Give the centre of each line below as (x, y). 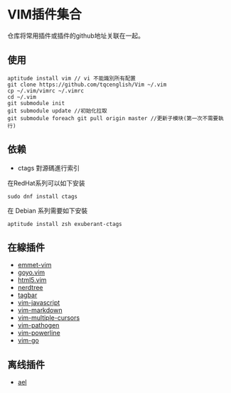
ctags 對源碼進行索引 (49, 168)
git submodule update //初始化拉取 (58, 111)
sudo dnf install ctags (43, 196)
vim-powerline (39, 333)
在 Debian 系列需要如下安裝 (48, 210)
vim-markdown (40, 311)
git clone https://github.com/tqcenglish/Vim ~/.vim (87, 85)
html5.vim (32, 280)
